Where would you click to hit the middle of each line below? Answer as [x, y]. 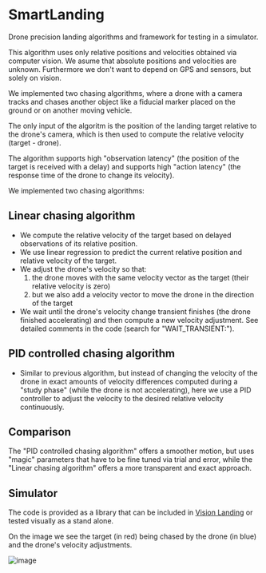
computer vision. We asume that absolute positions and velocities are [123, 61]
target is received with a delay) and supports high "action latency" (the [125, 166]
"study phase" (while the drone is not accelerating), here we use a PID [135, 390]
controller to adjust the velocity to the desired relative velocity [121, 398]
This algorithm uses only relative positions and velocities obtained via [123, 52]
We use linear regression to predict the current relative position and [131, 252]
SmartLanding [57, 15]
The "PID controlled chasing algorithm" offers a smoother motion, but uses [131, 451]
